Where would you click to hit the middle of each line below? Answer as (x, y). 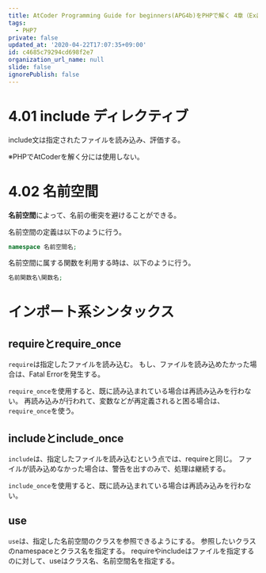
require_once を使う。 (44, 411)
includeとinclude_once (66, 438)
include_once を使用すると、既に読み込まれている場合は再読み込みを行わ (126, 486)
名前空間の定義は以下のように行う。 (67, 231)
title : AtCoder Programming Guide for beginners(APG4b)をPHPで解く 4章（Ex (132, 15)
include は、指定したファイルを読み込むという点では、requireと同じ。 (122, 459)
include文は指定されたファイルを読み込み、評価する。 (97, 139)
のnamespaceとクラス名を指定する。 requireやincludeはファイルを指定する (131, 551)
